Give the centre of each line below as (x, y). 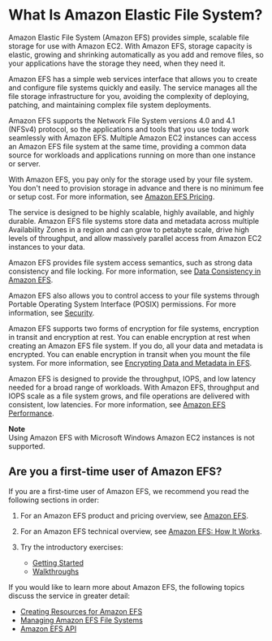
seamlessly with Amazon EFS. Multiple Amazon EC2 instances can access (133, 138)
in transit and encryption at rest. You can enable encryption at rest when (130, 337)
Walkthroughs (56, 571)
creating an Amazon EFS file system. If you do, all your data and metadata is (136, 346)
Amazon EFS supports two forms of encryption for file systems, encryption (134, 328)
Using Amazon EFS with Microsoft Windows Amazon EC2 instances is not (132, 437)
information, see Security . (52, 312)
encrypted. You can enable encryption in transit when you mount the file (130, 354)
